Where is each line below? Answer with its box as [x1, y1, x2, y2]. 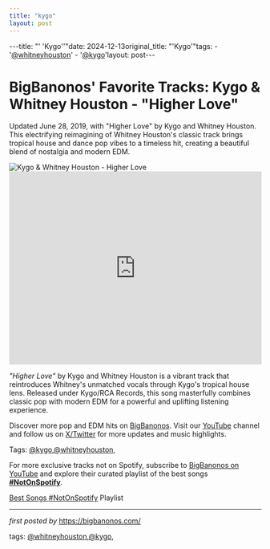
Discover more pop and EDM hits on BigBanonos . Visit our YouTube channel [9, 421, 260, 430]
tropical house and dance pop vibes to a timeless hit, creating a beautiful [9, 138, 250, 148]
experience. [9, 405, 49, 415]
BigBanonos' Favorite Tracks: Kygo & [9, 78, 261, 96]
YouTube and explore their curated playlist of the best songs [9, 469, 208, 478]
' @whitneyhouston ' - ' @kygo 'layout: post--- [9, 50, 155, 59]
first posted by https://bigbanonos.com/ [9, 516, 141, 526]
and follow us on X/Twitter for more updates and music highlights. [9, 429, 227, 439]
